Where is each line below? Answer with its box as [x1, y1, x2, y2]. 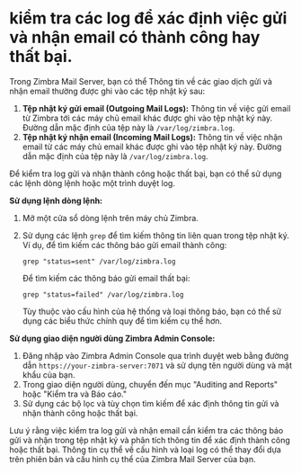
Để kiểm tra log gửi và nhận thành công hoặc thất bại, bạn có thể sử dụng [9, 168, 282, 179]
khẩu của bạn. [22, 369, 75, 380]
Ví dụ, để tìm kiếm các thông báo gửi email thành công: [22, 239, 227, 250]
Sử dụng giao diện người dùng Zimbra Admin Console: [9, 333, 216, 344]
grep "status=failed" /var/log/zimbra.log [22, 290, 184, 299]
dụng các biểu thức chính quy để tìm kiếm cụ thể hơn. [22, 315, 223, 326]
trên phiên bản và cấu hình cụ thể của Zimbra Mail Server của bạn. [9, 453, 256, 464]
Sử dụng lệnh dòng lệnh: [9, 195, 103, 206]
